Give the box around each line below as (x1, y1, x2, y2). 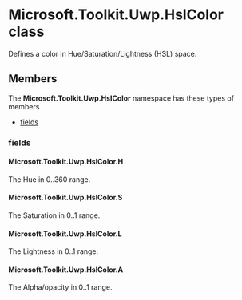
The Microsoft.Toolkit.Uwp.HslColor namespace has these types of (8, 93, 234, 103)
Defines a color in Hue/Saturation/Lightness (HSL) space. (8, 49, 197, 58)
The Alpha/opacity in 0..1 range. (8, 282, 113, 292)
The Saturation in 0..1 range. (8, 211, 101, 220)
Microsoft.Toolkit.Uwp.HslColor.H (8, 157, 124, 167)
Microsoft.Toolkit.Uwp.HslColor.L (8, 229, 122, 239)
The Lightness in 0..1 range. (8, 247, 99, 256)
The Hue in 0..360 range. (8, 174, 91, 184)
